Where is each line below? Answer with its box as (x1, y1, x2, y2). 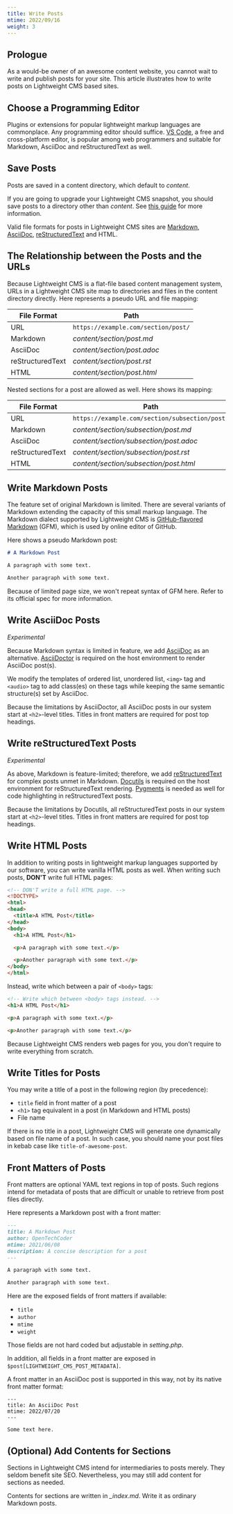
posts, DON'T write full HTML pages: (7, 873, 113, 881)
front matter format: (7, 1382, 64, 1391)
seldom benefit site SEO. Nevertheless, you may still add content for (7, 1470, 202, 1479)
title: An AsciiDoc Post (7, 1402, 79, 1409)
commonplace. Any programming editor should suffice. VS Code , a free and (7, 128, 224, 136)
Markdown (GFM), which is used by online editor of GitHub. (7, 522, 177, 531)
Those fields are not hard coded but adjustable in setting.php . (7, 1341, 184, 1350)
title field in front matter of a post (17, 1099, 116, 1107)
